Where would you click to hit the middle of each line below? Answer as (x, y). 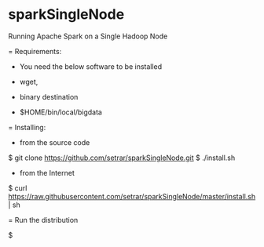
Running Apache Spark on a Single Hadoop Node (88, 36)
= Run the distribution (43, 220)
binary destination (49, 96)
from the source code (55, 142)
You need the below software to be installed (91, 66)
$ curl (18, 188)
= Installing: (27, 127)
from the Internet (47, 173)
